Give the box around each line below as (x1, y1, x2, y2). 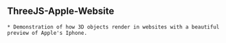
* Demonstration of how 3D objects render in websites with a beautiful (7, 23, 220, 30)
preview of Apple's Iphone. (7, 29, 88, 36)
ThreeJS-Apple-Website (7, 5, 115, 17)
